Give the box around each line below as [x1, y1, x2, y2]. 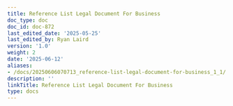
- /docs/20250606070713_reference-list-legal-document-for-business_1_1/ [7, 68, 227, 75]
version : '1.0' [7, 43, 52, 50]
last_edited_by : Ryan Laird [7, 36, 89, 43]
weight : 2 [7, 50, 36, 56]
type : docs [7, 88, 39, 95]
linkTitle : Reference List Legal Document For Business [7, 82, 173, 89]
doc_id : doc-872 [7, 23, 54, 30]
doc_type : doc [7, 17, 49, 24]
